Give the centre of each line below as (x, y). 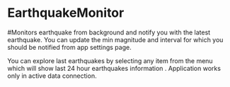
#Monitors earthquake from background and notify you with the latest (109, 32)
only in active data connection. (52, 76)
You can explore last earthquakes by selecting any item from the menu (110, 60)
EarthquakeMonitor (66, 13)
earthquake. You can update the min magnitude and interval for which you (115, 39)
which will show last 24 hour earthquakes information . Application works (114, 68)
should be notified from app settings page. (70, 47)
